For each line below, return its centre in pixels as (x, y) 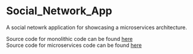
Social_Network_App (59, 11)
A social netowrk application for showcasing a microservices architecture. (96, 27)
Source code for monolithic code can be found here (69, 39)
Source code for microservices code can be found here (74, 45)
